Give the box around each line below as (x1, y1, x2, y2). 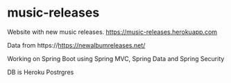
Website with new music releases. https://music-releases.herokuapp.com (7, 28, 217, 36)
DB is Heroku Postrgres (7, 68, 74, 76)
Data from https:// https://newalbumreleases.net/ (7, 41, 146, 49)
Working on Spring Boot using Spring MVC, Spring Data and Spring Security (7, 54, 225, 63)
